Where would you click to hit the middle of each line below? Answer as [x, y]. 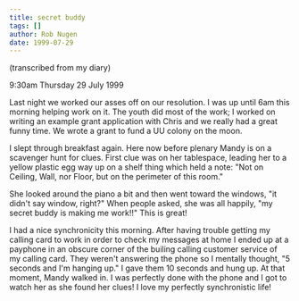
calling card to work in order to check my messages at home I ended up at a [149, 240]
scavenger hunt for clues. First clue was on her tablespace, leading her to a [148, 158]
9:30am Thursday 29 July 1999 [66, 85]
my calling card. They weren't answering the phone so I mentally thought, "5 [150, 259]
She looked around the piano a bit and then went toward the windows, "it [143, 194]
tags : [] [25, 26]
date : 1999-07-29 [42, 42]
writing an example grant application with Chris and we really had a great [144, 121]
